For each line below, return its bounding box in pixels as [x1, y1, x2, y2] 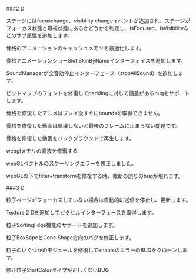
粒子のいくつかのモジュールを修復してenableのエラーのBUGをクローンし [6, 246, 182, 254]
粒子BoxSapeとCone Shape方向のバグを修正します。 [6, 234, 134, 241]
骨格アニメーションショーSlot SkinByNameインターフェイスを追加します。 [6, 57, 187, 64]
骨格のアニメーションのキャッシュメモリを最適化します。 [6, 44, 145, 51]
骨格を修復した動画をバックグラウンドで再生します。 [6, 135, 135, 141]
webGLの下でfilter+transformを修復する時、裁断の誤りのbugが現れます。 [6, 173, 184, 179]
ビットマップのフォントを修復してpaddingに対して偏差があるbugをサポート [6, 90, 190, 96]
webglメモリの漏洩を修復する [6, 147, 78, 154]
